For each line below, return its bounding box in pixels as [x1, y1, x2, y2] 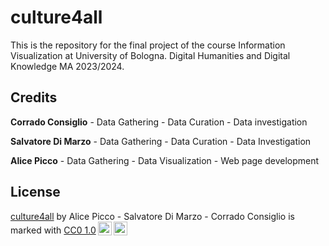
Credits [10, 89, 58, 106]
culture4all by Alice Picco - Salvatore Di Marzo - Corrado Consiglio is [10, 210, 295, 222]
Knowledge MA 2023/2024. [10, 60, 125, 72]
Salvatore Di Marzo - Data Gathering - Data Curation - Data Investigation [10, 135, 312, 147]
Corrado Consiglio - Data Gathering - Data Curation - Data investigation [10, 116, 308, 128]
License [10, 184, 61, 201]
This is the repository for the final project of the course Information [10, 39, 286, 51]
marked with [10, 224, 62, 236]
